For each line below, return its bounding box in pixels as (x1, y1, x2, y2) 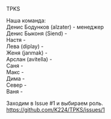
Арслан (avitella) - (6, 56, 52, 63)
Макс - (6, 69, 24, 75)
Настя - (6, 36, 26, 43)
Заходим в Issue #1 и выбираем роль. (6, 100, 104, 107)
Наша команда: (6, 17, 46, 24)
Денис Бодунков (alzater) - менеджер (6, 24, 104, 30)
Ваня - (6, 88, 23, 95)
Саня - (6, 62, 24, 69)
